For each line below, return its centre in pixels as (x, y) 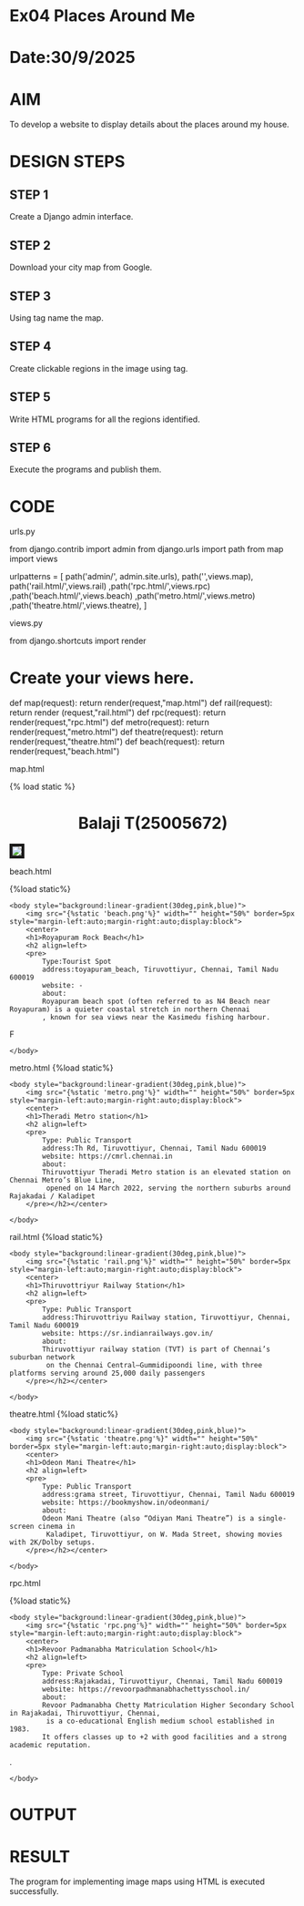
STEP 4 (30, 347)
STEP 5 (30, 397)
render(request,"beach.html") (65, 752)
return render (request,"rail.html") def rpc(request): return (117, 712)
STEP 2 (30, 246)
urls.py (22, 532)
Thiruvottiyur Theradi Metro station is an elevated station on (167, 1173)
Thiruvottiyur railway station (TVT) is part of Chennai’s (157, 1349)
